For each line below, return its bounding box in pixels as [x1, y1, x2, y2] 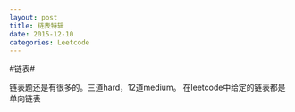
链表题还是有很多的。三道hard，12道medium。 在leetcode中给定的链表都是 [9, 82, 286, 93]
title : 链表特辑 [9, 21, 64, 30]
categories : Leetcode [9, 37, 90, 47]
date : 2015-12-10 [9, 29, 74, 38]
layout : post [9, 12, 58, 22]
